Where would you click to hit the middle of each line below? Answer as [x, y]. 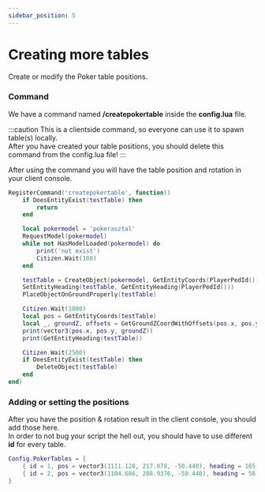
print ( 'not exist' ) [69, 251]
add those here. [34, 428]
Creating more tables [79, 54]
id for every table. [37, 445]
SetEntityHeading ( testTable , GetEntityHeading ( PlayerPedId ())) [129, 287]
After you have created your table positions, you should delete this [116, 146]
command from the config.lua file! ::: [67, 154]
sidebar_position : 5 [42, 15]
